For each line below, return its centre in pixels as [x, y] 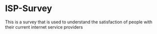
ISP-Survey [29, 8]
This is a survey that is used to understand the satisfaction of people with [79, 22]
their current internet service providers [44, 27]
